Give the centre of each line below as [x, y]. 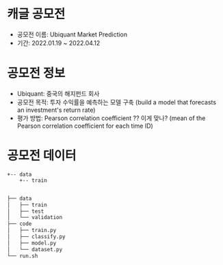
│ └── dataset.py [35, 249]
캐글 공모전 [36, 14]
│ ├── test [26, 211]
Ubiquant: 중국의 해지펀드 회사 [58, 93]
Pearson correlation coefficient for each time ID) [85, 126]
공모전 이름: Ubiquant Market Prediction [72, 34]
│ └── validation [35, 218]
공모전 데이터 [42, 156]
